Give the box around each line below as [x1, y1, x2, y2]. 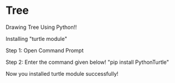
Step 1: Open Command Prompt [5, 46, 84, 54]
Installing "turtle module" [5, 35, 67, 42]
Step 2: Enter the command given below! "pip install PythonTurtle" [5, 58, 170, 66]
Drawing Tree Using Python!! [5, 23, 78, 31]
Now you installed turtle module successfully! [5, 70, 118, 77]
